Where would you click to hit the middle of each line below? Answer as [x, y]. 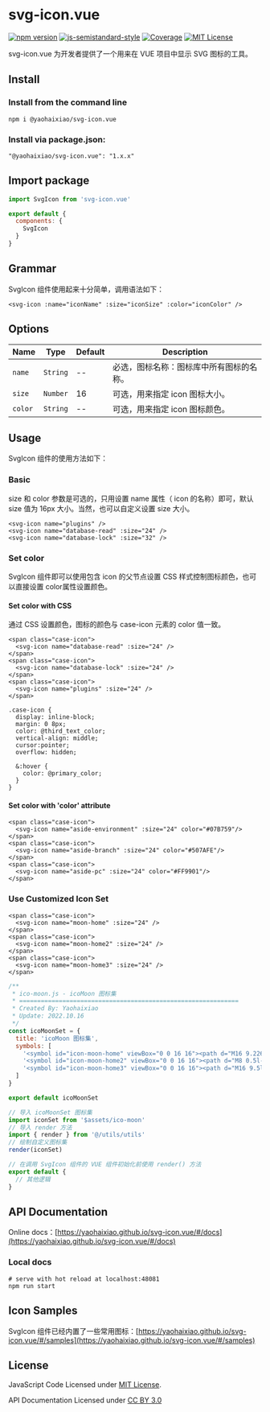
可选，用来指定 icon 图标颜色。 [171, 409]
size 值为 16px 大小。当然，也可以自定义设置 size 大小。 [101, 508]
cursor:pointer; [43, 745]
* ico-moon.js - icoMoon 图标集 [64, 993]
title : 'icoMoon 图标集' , [57, 1038]
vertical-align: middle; [57, 738]
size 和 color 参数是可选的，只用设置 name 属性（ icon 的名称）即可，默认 [131, 498]
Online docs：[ [33, 1232]
